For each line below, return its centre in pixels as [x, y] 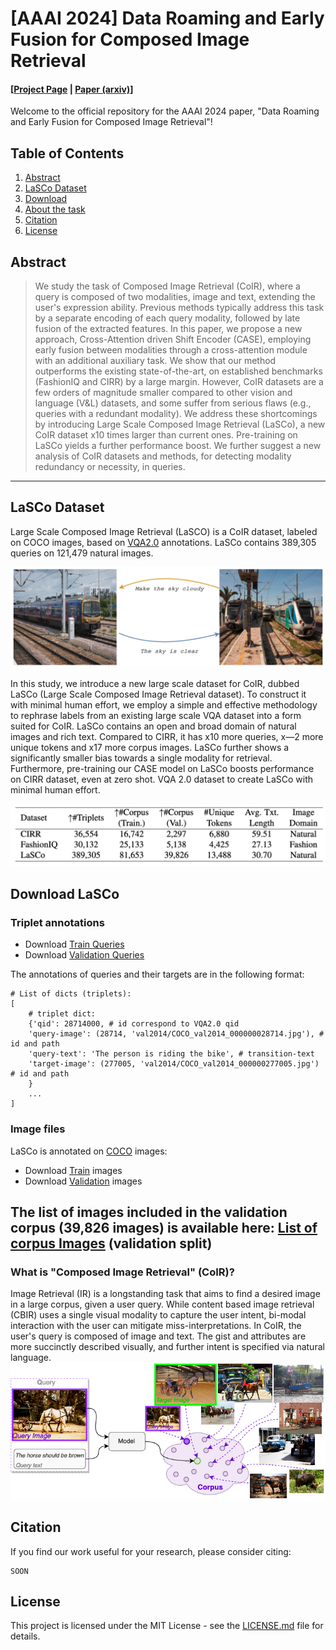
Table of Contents [67, 153]
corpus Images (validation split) [111, 1243]
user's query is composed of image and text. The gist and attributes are [158, 1336]
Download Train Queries [74, 944]
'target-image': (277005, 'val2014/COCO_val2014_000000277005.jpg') [174, 1064]
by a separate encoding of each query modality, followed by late [167, 318]
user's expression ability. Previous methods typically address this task [179, 308]
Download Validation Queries [84, 955]
